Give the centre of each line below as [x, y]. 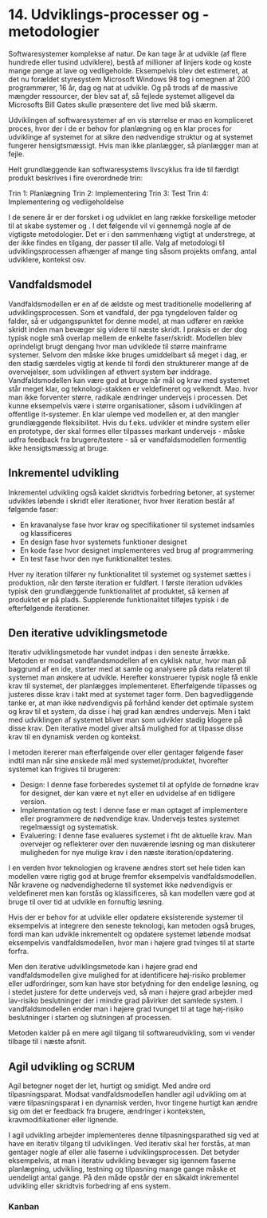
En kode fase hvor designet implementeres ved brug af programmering [136, 550]
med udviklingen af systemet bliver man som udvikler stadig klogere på [126, 720]
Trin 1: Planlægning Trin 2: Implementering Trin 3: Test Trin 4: [108, 193]
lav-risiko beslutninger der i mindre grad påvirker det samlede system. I [126, 1001]
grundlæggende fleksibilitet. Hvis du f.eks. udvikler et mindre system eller [129, 422]
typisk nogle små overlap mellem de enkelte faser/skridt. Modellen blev [126, 337]
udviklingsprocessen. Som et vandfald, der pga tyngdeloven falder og [123, 312]
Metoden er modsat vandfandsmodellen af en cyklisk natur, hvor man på [128, 660]
